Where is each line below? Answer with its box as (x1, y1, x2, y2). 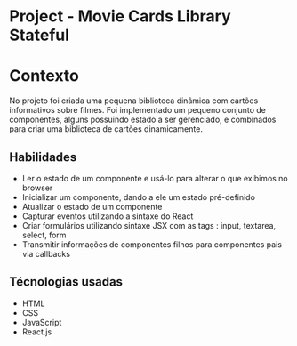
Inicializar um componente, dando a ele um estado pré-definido (21, 191, 256, 202)
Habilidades (9, 149, 77, 165)
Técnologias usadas (9, 274, 123, 290)
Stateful (9, 25, 69, 45)
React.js (21, 326, 52, 337)
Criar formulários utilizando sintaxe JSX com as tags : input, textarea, (21, 220, 277, 230)
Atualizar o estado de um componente (21, 201, 163, 212)
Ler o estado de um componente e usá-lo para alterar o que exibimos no (21, 173, 289, 183)
